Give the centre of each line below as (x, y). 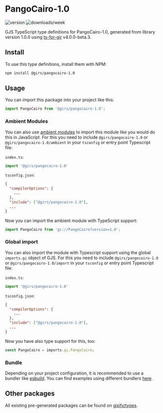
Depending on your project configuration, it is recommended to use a (74, 373)
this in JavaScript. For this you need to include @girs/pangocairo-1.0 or (77, 137)
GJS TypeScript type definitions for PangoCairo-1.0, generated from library (80, 32)
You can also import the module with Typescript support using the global (78, 252)
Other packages (30, 394)
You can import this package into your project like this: (60, 100)
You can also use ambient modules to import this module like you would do (80, 132)
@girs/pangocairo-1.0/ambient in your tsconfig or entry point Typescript (78, 142)
